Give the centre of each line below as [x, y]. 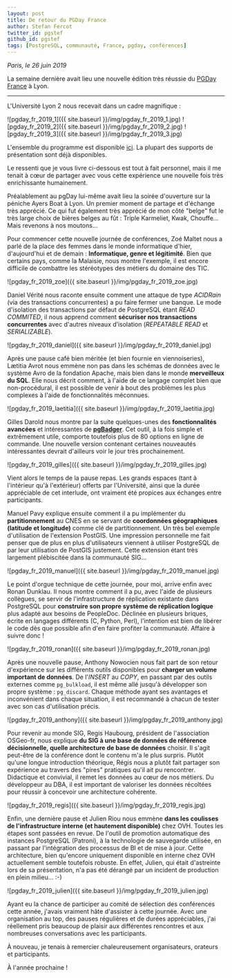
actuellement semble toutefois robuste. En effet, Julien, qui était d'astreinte [114, 863]
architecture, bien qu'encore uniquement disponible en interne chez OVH [111, 855]
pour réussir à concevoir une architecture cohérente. [82, 792]
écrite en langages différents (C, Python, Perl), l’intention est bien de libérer [115, 621]
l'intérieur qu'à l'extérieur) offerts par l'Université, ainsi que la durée [104, 485]
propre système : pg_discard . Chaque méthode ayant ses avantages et [108, 692]
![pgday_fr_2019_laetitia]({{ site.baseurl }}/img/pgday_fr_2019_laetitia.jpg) [111, 409]
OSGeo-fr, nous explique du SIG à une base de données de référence [107, 740]
